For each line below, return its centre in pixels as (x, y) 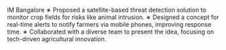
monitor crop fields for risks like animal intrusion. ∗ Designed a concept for (113, 17)
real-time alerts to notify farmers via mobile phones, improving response (109, 24)
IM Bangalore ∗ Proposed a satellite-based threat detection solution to (107, 10)
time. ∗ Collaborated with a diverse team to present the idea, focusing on (111, 32)
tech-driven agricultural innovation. (57, 39)
